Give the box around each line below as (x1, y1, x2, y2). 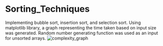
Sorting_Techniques (5, 3, 90, 15)
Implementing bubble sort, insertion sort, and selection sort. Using (5, 20, 141, 25)
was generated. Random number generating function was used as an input (5, 30, 158, 36)
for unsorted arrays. (5, 35, 46, 41)
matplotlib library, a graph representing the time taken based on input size (5, 24, 157, 30)
